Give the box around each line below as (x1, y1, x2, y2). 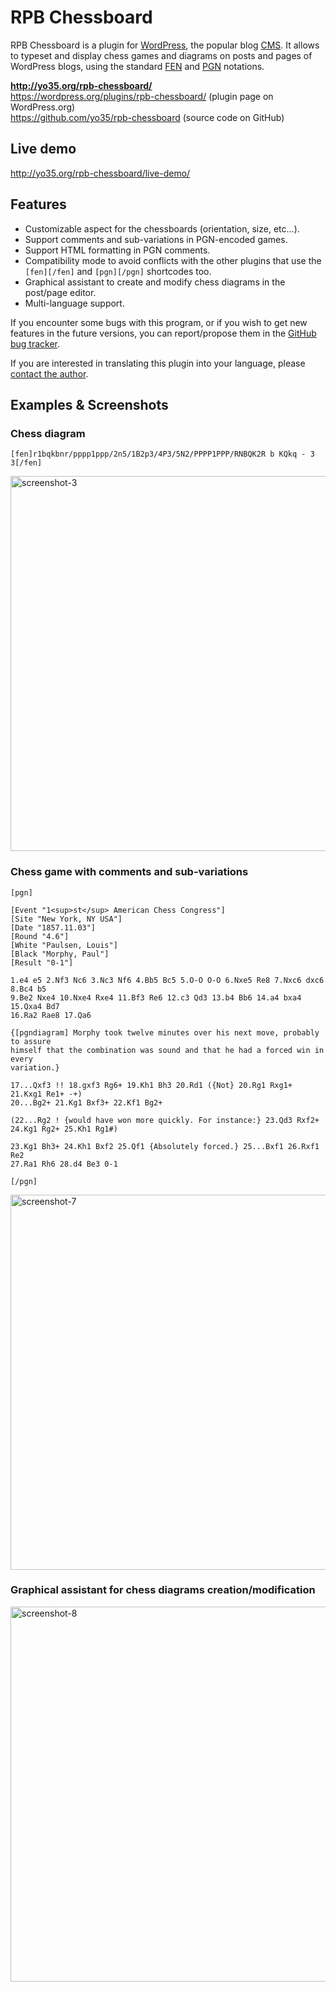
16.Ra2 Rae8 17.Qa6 (10, 1010, 92, 1020)
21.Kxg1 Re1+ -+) (10, 1089, 83, 1099)
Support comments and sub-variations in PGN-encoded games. (24, 233, 288, 245)
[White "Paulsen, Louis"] (10, 940, 118, 950)
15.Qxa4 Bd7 (10, 1001, 60, 1011)
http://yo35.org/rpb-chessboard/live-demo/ (10, 167, 191, 179)
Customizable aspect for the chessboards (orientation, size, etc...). (24, 222, 300, 235)
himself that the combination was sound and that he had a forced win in (10, 1045, 325, 1055)
